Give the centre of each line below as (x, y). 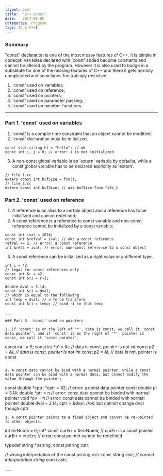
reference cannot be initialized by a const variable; (63, 226)
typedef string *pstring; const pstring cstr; (47, 445)
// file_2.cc (18, 183)
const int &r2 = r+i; (27, 278)
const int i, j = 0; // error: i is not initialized (59, 152)
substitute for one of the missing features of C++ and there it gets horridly (79, 70)
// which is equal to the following (42, 295)
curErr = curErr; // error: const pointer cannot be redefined (64, 436)
